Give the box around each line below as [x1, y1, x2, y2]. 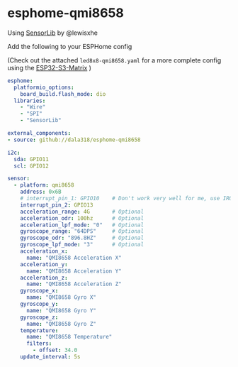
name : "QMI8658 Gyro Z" [25, 320, 97, 327]
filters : [25, 340, 52, 347]
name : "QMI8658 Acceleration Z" [25, 280, 122, 288]
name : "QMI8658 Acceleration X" [25, 254, 122, 261]
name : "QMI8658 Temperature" [25, 334, 113, 341]
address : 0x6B [20, 188, 62, 196]
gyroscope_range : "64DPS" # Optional [20, 228, 144, 235]
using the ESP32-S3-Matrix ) [7, 63, 92, 72]
